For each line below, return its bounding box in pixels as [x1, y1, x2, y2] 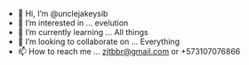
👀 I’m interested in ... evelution [17, 18, 129, 28]
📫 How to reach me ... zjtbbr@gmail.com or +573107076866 [17, 47, 241, 56]
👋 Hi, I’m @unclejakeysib [17, 9, 108, 18]
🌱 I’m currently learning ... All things [17, 27, 149, 37]
